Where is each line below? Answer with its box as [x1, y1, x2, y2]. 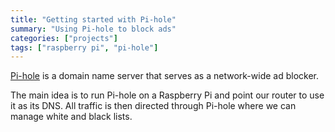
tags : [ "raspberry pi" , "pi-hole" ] [10, 42, 159, 53]
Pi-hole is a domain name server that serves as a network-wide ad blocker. [10, 70, 319, 82]
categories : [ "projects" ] [10, 33, 118, 43]
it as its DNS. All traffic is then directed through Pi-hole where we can [10, 100, 297, 112]
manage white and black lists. [10, 111, 133, 123]
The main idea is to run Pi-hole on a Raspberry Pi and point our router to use [10, 89, 325, 101]
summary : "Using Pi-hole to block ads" [10, 24, 177, 34]
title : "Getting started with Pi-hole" [10, 14, 177, 25]
